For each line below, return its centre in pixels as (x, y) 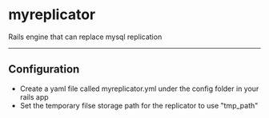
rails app (34, 96)
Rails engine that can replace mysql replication (85, 37)
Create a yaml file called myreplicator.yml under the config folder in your (139, 88)
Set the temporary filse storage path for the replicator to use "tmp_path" (139, 105)
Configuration (44, 69)
